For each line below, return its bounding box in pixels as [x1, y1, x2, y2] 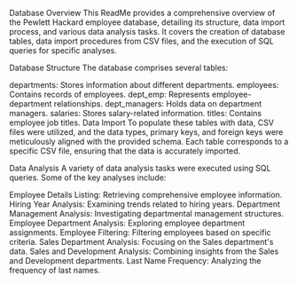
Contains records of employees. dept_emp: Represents [9, 89, 210, 99]
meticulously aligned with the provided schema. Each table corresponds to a [9, 137, 289, 146]
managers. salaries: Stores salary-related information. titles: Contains [9, 108, 262, 118]
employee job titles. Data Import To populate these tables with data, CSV [9, 117, 275, 128]
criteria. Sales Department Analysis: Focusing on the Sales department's [9, 237, 274, 247]
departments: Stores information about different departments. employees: [9, 80, 279, 90]
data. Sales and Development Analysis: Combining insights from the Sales [9, 246, 279, 256]
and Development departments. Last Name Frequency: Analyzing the [9, 256, 262, 265]
